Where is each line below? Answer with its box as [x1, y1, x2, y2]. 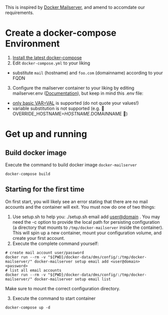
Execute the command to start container [12, 295, 96, 301]
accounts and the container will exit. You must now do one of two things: [5, 204, 155, 210]
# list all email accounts [5, 268, 62, 273]
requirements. [5, 10, 34, 16]
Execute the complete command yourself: [12, 240, 99, 246]
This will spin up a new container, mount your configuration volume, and [12, 229, 162, 236]
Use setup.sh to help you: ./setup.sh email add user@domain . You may [12, 214, 160, 220]
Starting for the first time [5, 185, 85, 194]
